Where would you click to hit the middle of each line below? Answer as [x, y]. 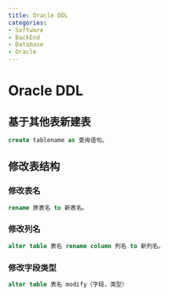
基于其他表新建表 [50, 121]
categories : [28, 23]
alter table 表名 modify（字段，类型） [68, 284]
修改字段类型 [33, 268]
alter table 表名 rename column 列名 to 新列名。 [86, 246]
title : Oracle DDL [38, 15]
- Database [26, 45]
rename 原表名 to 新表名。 [48, 208]
